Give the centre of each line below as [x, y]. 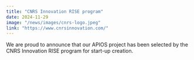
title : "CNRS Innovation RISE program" [55, 11]
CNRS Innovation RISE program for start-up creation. [70, 51]
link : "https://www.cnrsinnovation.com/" [57, 28]
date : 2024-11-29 [27, 17]
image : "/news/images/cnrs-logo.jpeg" [53, 22]
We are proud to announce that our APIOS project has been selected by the [97, 45]
